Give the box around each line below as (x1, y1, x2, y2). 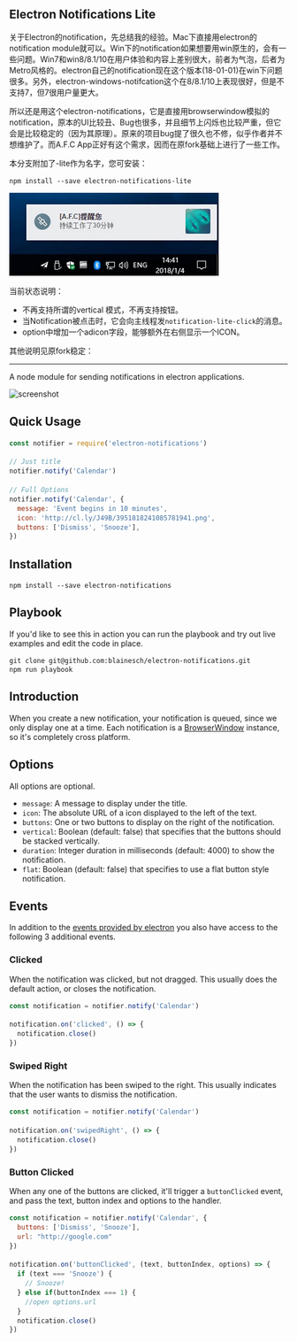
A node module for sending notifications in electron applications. (9, 371, 245, 382)
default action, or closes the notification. (9, 983, 156, 994)
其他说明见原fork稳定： (9, 345, 95, 356)
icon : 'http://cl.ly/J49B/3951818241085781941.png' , (17, 513, 216, 522)
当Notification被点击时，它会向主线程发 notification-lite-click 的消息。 (21, 315, 287, 326)
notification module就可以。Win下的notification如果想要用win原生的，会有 (9, 42, 279, 53)
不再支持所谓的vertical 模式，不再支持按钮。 (21, 305, 184, 315)
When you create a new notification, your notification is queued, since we (9, 713, 278, 723)
